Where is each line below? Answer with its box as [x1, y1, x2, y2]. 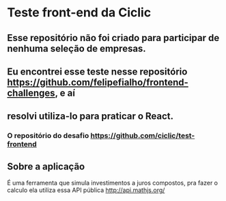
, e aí [55, 87, 75, 98]
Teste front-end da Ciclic [7, 5, 152, 21]
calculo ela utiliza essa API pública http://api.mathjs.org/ [7, 186, 165, 194]
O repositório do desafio [7, 131, 89, 141]
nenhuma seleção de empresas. [7, 42, 147, 54]
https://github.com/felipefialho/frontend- [7, 77, 189, 88]
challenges [7, 87, 56, 98]
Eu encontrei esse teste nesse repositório [7, 66, 188, 77]
